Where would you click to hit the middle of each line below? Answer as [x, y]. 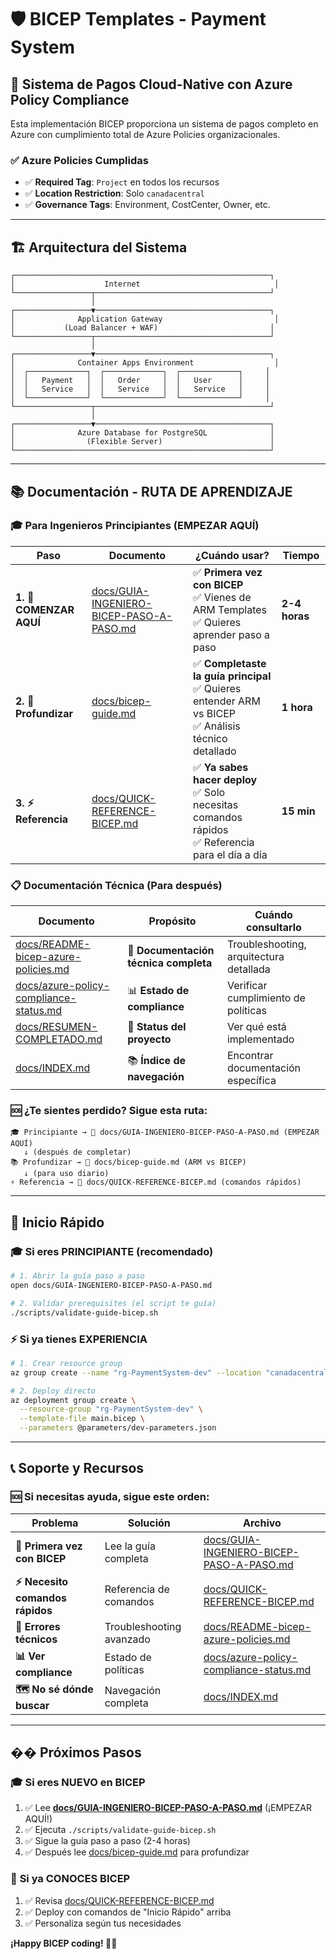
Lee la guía [130, 1546]
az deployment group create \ [73, 1400]
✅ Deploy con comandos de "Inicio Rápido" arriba [128, 1912]
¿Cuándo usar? [232, 555]
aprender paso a [231, 634]
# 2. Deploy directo [53, 1391]
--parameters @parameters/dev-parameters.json [118, 1428]
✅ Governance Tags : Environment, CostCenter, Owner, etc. [147, 205]
